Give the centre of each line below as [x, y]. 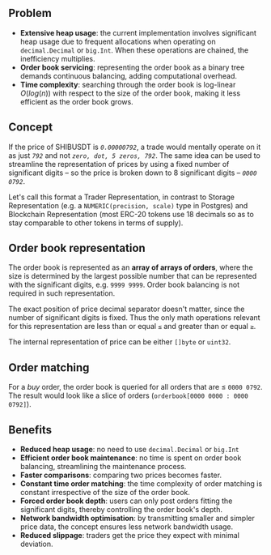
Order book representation [77, 248]
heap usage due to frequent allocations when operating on [118, 41]
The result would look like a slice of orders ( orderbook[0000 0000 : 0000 [128, 395]
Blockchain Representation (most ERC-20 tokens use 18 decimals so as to [131, 214]
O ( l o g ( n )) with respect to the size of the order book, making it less [130, 93]
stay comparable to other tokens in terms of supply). [96, 223]
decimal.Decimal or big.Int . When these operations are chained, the [134, 50]
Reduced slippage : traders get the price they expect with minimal [130, 536]
